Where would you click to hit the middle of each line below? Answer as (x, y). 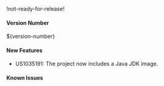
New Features (24, 50)
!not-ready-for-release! (35, 9)
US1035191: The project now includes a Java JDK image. (87, 64)
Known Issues (25, 78)
